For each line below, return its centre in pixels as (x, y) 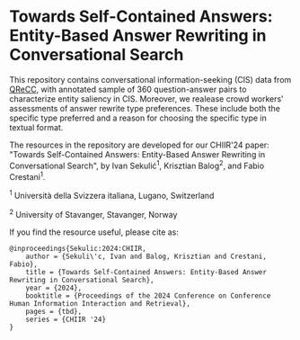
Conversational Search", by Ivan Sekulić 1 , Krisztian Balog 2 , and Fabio (137, 165)
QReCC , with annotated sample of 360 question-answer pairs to (128, 89)
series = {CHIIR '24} (66, 319)
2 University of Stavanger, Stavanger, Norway (93, 213)
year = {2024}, (54, 288)
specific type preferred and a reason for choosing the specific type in (138, 118)
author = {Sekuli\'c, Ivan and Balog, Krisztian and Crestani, (146, 256)
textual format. (36, 127)
